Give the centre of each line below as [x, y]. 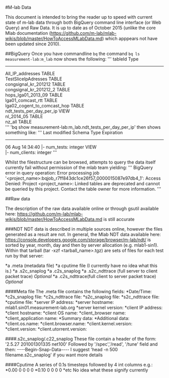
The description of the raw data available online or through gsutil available [82, 208]
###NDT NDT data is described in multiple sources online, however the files [84, 229]
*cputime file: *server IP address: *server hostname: [60, 302]
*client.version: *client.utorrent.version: [46, 329]
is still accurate [119, 219]
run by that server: [24, 256]
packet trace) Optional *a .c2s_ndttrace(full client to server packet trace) [81, 276]
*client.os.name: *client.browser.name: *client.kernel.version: [69, 323]
